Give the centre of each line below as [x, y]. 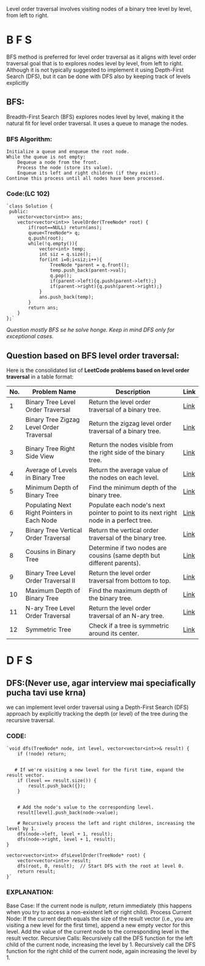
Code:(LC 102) [28, 194]
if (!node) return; [42, 754]
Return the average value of [129, 470]
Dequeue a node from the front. [58, 162]
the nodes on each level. [124, 478]
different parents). [115, 563]
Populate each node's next [127, 505]
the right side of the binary [127, 452]
